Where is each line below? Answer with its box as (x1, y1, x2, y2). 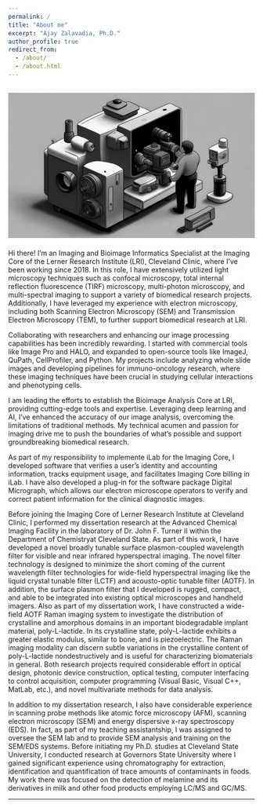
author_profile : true (8, 38, 79, 46)
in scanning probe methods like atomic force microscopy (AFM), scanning (8, 708, 247, 718)
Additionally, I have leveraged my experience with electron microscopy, (8, 298, 238, 308)
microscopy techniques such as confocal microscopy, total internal (8, 273, 225, 283)
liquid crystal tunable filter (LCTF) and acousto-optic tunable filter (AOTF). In (8, 576, 255, 586)
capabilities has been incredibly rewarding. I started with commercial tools (8, 338, 248, 349)
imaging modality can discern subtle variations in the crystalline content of (8, 643, 249, 653)
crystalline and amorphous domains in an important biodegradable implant (8, 618, 249, 627)
